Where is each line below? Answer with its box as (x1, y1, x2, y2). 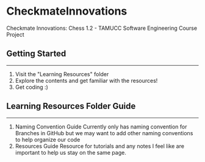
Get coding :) (15, 83, 49, 91)
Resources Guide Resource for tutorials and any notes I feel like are (15, 142, 185, 150)
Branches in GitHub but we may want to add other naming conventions (15, 129, 193, 136)
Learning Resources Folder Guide (6, 101, 136, 111)
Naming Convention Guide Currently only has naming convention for (15, 123, 187, 130)
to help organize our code (15, 136, 81, 143)
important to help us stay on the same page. (15, 149, 126, 156)
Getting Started (6, 49, 67, 59)
